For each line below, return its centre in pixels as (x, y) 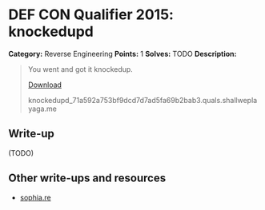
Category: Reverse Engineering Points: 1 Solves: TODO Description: (122, 53)
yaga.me (42, 109)
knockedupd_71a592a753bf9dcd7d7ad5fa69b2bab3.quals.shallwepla (143, 100)
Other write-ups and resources (87, 178)
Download (45, 85)
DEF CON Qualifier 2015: (91, 15)
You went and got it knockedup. (80, 69)
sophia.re (35, 197)
